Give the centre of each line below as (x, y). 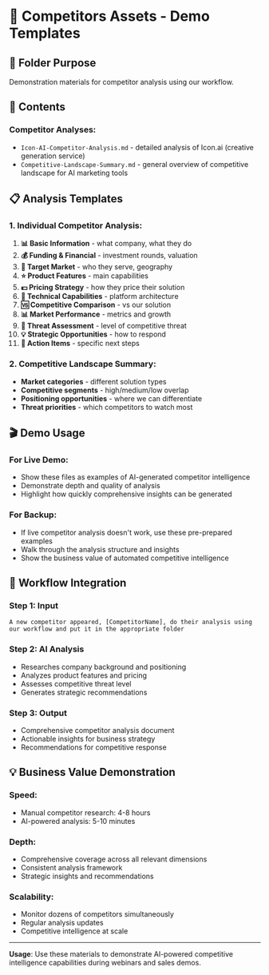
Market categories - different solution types (93, 381)
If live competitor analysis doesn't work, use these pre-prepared (126, 532)
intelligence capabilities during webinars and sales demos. (105, 963)
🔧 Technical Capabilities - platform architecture (99, 296)
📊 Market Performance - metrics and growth (96, 314)
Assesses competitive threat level (76, 683)
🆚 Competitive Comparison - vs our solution (96, 305)
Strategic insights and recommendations (87, 876)
